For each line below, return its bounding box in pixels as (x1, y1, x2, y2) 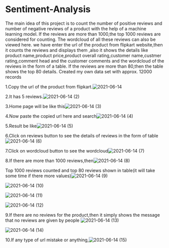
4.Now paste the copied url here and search (5, 113, 97, 119)
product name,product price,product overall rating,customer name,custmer (5, 52, 161, 59)
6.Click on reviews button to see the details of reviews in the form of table (5, 132, 158, 138)
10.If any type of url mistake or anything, (5, 236, 89, 243)
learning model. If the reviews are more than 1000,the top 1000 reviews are (5, 31, 161, 37)
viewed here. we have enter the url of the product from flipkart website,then (5, 41, 163, 47)
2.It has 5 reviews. (5, 93, 43, 100)
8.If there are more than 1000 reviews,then (5, 158, 94, 164)
